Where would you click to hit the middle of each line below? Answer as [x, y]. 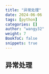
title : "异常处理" [23, 10]
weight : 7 [16, 34]
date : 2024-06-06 [24, 15]
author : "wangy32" [25, 29]
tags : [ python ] [21, 19]
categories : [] [21, 24]
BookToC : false [21, 39]
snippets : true [21, 43]
